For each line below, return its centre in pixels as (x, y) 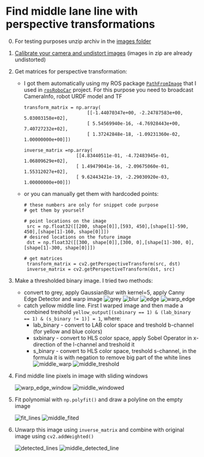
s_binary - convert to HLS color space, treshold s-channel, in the (115, 351)
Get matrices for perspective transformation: (71, 71)
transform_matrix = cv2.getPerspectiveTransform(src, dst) (104, 264)
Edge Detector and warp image (63, 299)
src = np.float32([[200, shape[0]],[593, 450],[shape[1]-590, (108, 226)
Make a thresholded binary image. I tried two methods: (84, 280)
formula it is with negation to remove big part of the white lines (112, 357)
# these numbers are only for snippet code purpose (91, 205)
